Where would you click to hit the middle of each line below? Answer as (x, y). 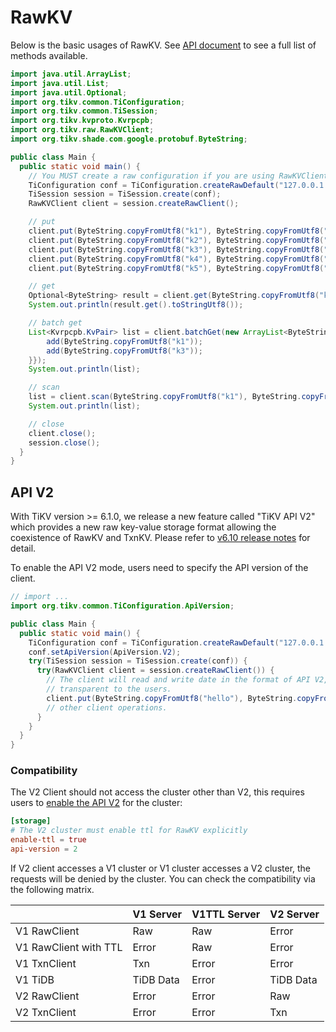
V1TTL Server (226, 914)
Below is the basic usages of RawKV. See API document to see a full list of (163, 45)
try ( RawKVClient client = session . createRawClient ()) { (155, 671)
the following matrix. (52, 889)
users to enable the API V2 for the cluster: (96, 803)
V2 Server (294, 914)
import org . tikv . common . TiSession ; (84, 111)
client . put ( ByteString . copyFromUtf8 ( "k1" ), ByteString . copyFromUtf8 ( (176, 231)
